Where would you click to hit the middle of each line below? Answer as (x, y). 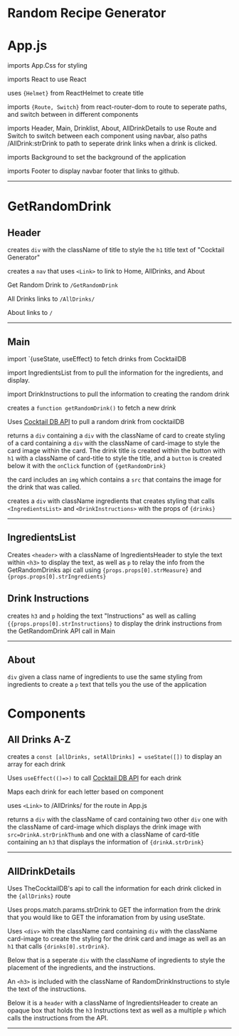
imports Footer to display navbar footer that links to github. (94, 171)
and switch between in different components (73, 115)
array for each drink (37, 765)
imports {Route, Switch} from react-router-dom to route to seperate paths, (117, 107)
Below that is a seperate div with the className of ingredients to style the (116, 960)
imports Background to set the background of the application (97, 157)
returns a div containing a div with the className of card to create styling (116, 435)
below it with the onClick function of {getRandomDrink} (87, 465)
